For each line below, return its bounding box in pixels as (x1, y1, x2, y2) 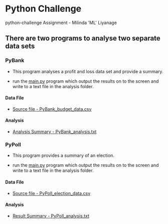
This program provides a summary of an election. (12, 152, 114, 158)
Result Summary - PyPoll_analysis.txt (12, 212, 89, 218)
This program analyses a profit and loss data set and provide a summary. (12, 68, 163, 74)
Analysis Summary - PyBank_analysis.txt (12, 129, 97, 135)
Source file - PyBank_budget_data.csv (12, 106, 92, 112)
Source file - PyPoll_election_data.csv (12, 190, 91, 196)
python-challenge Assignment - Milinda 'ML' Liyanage (5, 20, 117, 26)
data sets (5, 42, 35, 51)
